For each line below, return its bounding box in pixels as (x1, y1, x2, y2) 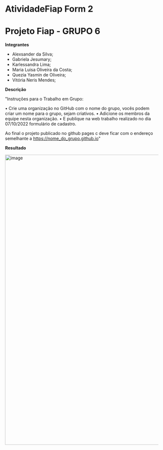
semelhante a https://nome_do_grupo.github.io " (5, 135, 101, 142)
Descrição (5, 87, 27, 93)
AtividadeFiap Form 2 (5, 3, 93, 15)
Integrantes (5, 42, 29, 48)
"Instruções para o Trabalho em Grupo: (5, 96, 84, 102)
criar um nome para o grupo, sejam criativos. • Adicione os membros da (5, 111, 150, 116)
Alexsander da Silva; (12, 51, 54, 57)
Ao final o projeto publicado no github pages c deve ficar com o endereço (5, 131, 153, 136)
